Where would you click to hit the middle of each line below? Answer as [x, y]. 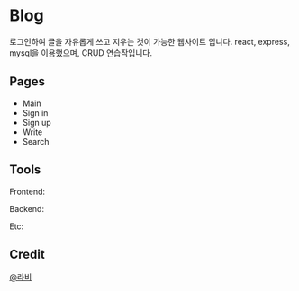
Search [36, 141]
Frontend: [27, 191]
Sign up [36, 122]
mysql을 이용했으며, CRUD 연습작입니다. [81, 53]
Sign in [35, 112]
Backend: [27, 208]
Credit [27, 254]
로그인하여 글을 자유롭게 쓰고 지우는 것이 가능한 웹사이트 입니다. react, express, [149, 41]
